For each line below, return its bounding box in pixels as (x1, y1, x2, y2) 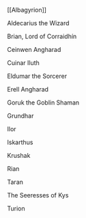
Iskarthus (7, 138, 33, 146)
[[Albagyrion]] (7, 6, 46, 14)
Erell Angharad (7, 85, 49, 93)
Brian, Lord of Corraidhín (7, 32, 77, 40)
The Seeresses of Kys (7, 191, 69, 199)
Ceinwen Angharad (7, 46, 61, 53)
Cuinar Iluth (7, 59, 40, 67)
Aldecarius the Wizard (7, 19, 70, 27)
